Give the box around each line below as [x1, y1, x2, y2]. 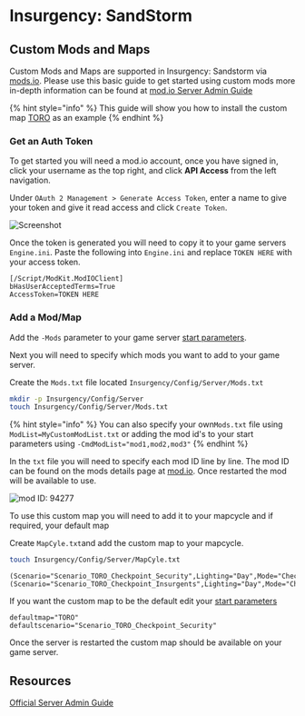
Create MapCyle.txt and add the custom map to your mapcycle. [9, 538, 244, 549]
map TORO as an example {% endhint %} [9, 113, 164, 123]
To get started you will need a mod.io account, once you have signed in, [9, 155, 279, 166]
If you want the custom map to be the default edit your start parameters [9, 596, 278, 607]
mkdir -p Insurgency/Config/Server [9, 394, 144, 403]
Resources [9, 673, 72, 689]
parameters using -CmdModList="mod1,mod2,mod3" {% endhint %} [9, 438, 249, 450]
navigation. [9, 174, 52, 186]
